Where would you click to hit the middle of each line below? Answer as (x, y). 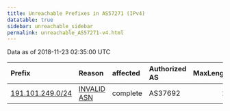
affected (126, 73)
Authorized (168, 69)
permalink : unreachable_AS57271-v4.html (66, 33)
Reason (91, 73)
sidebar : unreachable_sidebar (50, 26)
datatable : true (30, 20)
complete (127, 93)
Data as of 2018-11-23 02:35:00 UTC (59, 52)
